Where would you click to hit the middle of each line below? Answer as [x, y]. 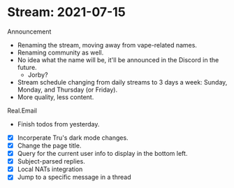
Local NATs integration [50, 169]
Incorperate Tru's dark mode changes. [73, 138]
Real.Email [22, 110]
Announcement [29, 31]
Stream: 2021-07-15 [66, 12]
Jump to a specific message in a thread [74, 177]
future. [27, 67]
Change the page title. [49, 145]
